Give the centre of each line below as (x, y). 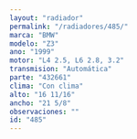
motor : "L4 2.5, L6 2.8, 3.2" (67, 60)
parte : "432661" (40, 78)
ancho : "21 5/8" (40, 103)
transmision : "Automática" (61, 69)
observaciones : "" (44, 112)
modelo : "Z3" (34, 43)
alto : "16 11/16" (42, 94)
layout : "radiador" (47, 18)
